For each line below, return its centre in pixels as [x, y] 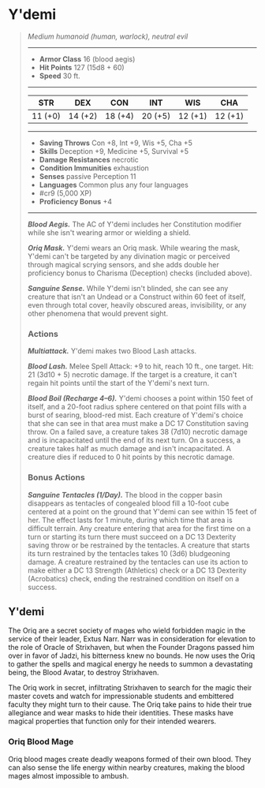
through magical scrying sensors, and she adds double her [123, 264]
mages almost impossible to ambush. [69, 775]
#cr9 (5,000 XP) [65, 193]
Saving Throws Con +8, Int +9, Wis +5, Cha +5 [116, 143]
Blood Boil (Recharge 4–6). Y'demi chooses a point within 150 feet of [140, 398]
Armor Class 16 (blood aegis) [87, 59]
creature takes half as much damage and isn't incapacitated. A [129, 449]
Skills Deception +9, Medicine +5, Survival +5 [114, 151]
